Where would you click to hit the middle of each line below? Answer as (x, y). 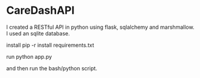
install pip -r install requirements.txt (50, 45)
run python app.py (29, 56)
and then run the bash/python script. (52, 68)
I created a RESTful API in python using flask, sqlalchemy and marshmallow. (100, 27)
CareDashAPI (40, 10)
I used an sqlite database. (38, 33)
